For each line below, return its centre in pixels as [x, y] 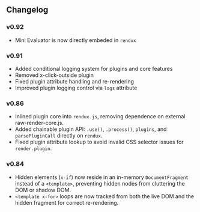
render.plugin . [33, 148]
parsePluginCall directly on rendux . [59, 136]
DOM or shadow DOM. [43, 190]
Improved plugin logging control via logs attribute [76, 88]
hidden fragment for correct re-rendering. [67, 202]
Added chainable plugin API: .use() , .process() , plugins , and [91, 129]
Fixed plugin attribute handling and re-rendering [74, 81]
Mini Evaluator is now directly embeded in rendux [75, 40]
